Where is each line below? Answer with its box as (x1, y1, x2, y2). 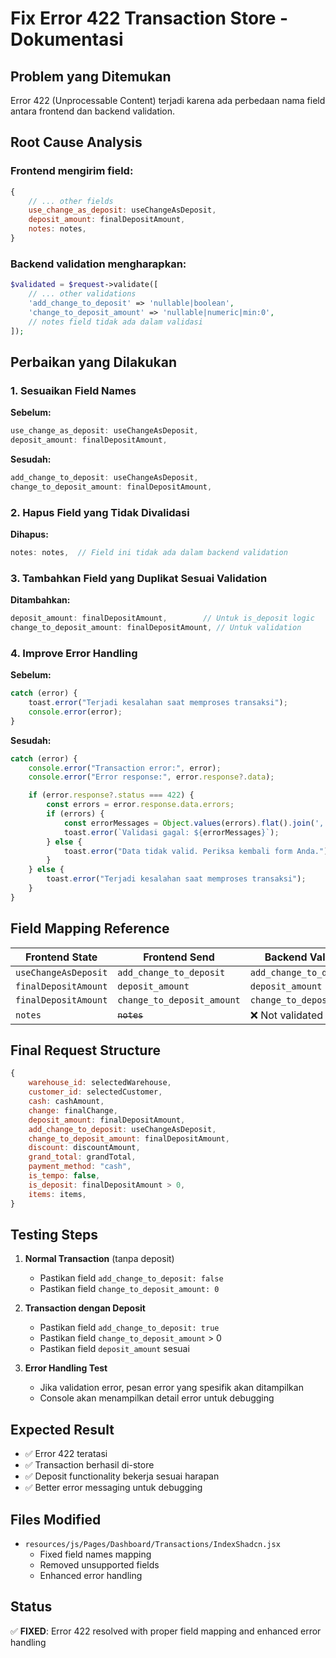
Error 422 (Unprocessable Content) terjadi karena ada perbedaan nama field (10, 95, 326, 106)
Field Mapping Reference (10, 920, 170, 937)
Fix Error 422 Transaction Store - (10, 7, 289, 30)
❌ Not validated (249, 1008, 324, 1022)
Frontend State (24, 950, 98, 964)
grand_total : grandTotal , (28, 1152, 137, 1162)
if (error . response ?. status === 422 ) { (28, 790, 195, 801)
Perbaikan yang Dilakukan (10, 353, 177, 371)
